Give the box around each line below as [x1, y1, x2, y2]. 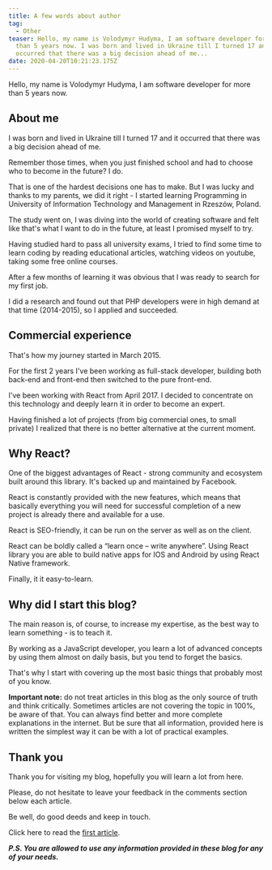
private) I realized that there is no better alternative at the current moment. [8, 423, 257, 433]
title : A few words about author [8, 11, 121, 20]
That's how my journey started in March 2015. [8, 350, 162, 360]
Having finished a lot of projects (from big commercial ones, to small [8, 415, 236, 424]
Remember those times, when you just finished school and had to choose [8, 157, 253, 167]
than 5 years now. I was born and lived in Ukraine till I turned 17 [15, 42, 255, 50]
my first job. [8, 281, 49, 291]
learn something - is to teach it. [8, 628, 113, 638]
